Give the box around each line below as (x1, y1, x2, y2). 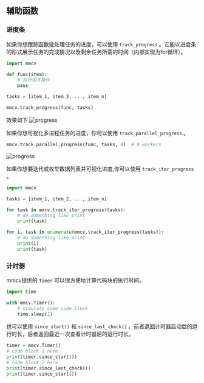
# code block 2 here (6, 360, 59, 366)
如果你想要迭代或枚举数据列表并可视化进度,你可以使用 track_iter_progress (6, 165, 194, 172)
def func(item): (6, 71, 47, 77)
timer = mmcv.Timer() (6, 343, 61, 349)
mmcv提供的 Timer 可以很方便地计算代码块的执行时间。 (6, 276, 144, 284)
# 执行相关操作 (17, 77, 50, 83)
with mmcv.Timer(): (6, 300, 56, 306)
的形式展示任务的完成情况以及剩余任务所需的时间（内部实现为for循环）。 (6, 48, 186, 55)
